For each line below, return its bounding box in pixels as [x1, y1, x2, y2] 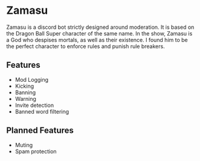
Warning [15, 95, 36, 102]
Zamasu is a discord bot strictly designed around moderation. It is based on [6, 23, 195, 31]
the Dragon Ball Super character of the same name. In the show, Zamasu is [6, 29, 193, 37]
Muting [15, 141, 33, 148]
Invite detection [15, 102, 54, 109]
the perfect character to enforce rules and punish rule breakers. [6, 43, 165, 50]
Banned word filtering [15, 108, 69, 115]
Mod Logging [15, 76, 49, 83]
